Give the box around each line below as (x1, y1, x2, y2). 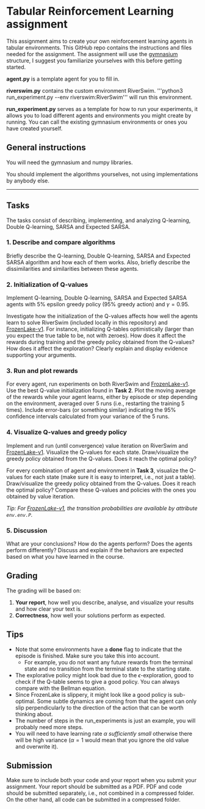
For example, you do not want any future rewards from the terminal (24, 658, 193, 666)
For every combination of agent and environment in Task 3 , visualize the (6, 467, 189, 474)
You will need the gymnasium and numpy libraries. (6, 159, 133, 166)
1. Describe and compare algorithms (6, 238, 116, 246)
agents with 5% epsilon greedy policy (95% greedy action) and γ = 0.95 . (6, 301, 190, 308)
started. (6, 63, 26, 71)
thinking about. (15, 710, 53, 717)
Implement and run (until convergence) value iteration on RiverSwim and (6, 442, 188, 449)
